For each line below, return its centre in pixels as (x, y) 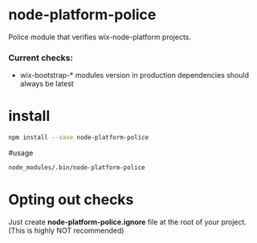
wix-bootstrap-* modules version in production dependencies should (135, 75)
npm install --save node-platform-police (79, 138)
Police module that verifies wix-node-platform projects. (100, 37)
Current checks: (41, 58)
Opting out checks (71, 200)
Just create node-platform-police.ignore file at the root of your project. (128, 221)
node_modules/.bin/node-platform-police (77, 168)
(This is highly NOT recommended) (66, 230)
